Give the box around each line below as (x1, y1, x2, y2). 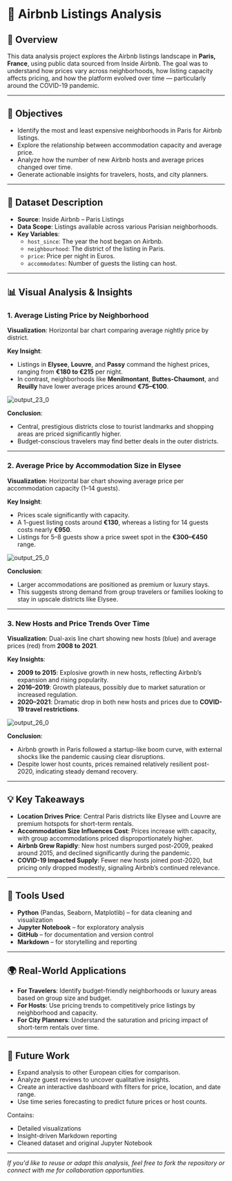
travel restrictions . (25, 704, 79, 713)
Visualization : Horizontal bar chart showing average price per (7, 477, 184, 485)
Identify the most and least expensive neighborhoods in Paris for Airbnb (17, 126, 222, 134)
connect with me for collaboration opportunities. (7, 1166, 145, 1175)
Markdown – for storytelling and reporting (17, 937, 137, 945)
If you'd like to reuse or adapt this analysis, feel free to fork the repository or (7, 1159, 225, 1167)
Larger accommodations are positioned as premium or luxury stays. (17, 580, 210, 588)
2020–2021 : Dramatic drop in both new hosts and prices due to (17, 698, 199, 706)
